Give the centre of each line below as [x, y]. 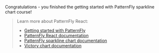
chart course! [18, 12]
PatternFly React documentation [56, 36]
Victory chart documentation [53, 46]
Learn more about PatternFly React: [52, 21]
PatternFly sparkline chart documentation [66, 41]
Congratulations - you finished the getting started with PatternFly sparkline [80, 7]
